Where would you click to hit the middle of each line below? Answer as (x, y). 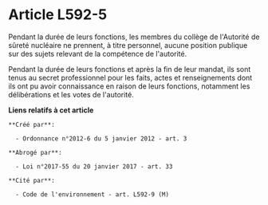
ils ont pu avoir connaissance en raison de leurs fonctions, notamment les (129, 86)
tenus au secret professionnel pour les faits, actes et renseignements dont (130, 77)
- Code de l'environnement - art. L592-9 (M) (93, 194)
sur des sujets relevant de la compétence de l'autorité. (98, 53)
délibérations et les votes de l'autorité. (71, 94)
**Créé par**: (32, 124)
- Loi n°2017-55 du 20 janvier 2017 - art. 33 (94, 166)
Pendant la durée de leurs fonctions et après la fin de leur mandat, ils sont (130, 69)
